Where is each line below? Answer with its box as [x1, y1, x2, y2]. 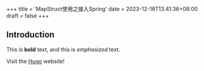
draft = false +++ [6, 12, 49, 19]
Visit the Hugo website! [6, 57, 65, 65]
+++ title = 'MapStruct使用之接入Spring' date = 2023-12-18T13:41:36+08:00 [6, 5, 199, 12]
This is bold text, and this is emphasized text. [6, 46, 120, 53]
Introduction [6, 30, 55, 40]
